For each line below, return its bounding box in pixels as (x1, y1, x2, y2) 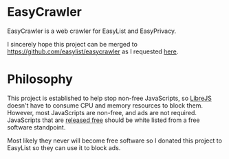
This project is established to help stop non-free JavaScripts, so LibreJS (7, 94, 212, 102)
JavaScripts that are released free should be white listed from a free (7, 116, 200, 124)
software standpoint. (7, 123, 66, 131)
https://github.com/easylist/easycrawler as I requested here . (7, 47, 179, 56)
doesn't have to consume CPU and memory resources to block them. (7, 101, 204, 110)
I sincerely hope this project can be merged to (7, 40, 138, 48)
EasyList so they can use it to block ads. (7, 143, 121, 151)
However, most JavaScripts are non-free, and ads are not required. (7, 108, 197, 117)
